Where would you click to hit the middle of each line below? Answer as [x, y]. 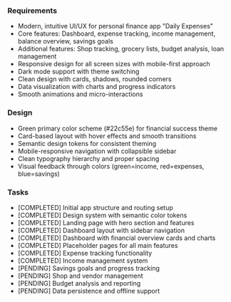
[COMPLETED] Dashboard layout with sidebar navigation [101, 230]
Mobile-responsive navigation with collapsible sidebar [97, 151]
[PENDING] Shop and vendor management [81, 276]
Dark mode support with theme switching [78, 72]
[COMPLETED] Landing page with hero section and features [106, 222]
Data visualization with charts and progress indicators [97, 87]
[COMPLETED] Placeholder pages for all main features [98, 245]
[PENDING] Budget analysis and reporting [79, 283]
